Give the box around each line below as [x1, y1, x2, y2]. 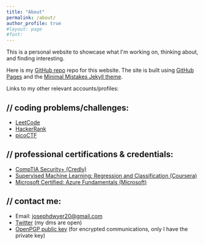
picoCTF [15, 132, 37, 139]
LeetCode [15, 118, 40, 126]
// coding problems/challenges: [6, 102, 129, 113]
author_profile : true [6, 20, 62, 26]
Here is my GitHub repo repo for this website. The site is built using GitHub [6, 66, 194, 74]
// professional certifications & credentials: [6, 149, 173, 160]
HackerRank [15, 125, 46, 132]
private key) [15, 232, 46, 239]
